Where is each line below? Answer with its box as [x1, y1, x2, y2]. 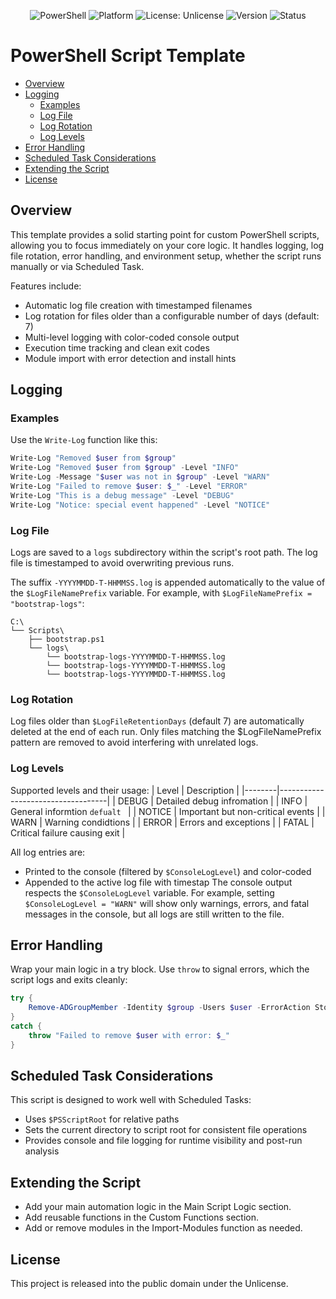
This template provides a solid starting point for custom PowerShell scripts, [10, 228, 320, 240]
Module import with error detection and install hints [24, 352, 237, 364]
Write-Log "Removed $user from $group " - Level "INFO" [10, 463, 240, 473]
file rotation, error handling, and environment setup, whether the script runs [10, 250, 322, 262]
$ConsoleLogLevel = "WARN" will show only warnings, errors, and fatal [24, 897, 310, 909]
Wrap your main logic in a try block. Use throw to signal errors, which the [10, 963, 310, 975]
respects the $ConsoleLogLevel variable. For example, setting [24, 886, 275, 899]
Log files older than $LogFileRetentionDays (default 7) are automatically [10, 715, 305, 727]
